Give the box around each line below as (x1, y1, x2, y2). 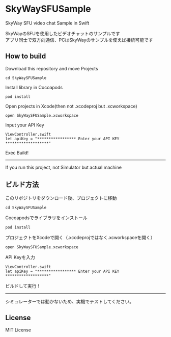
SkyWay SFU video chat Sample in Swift (5, 20, 90, 26)
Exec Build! (5, 149, 29, 155)
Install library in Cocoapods (5, 84, 63, 90)
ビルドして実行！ (5, 282, 41, 289)
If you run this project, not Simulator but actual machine (5, 164, 122, 170)
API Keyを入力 (5, 254, 35, 260)
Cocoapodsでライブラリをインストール (5, 215, 88, 221)
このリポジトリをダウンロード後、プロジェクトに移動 (5, 195, 117, 201)
